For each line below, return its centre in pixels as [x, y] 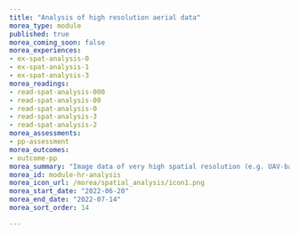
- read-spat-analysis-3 [53, 117]
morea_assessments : [45, 133]
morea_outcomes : [39, 149]
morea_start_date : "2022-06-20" [69, 191]
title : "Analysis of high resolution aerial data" [105, 17]
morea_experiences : [45, 51]
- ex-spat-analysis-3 [49, 76]
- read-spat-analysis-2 [53, 125]
